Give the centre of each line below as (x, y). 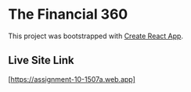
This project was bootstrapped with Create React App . (96, 36)
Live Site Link (41, 60)
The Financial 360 (68, 14)
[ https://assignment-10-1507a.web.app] (72, 79)
